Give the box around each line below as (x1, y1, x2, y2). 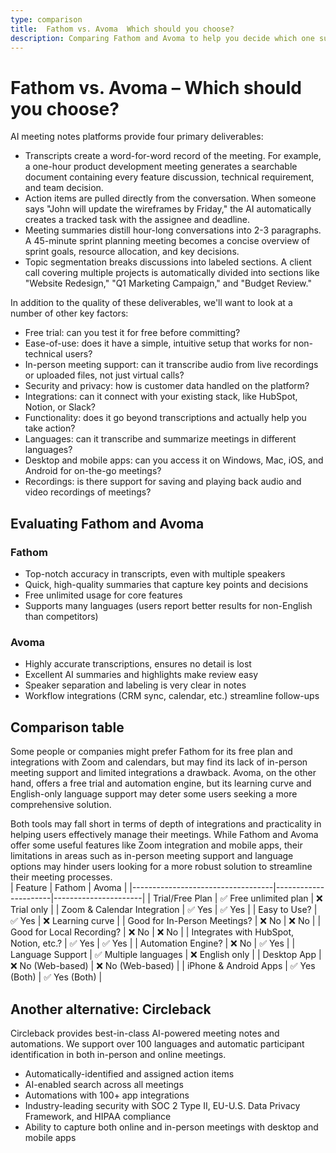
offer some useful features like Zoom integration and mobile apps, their (10, 839, 303, 851)
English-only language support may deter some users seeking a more (10, 788, 298, 800)
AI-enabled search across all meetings (24, 1078, 184, 1090)
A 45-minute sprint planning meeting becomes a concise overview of (24, 235, 311, 247)
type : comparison (10, 14, 83, 25)
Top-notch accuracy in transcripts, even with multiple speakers (24, 568, 286, 580)
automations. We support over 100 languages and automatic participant (10, 1037, 305, 1050)
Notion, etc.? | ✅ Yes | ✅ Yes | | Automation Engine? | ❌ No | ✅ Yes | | (10, 937, 296, 950)
